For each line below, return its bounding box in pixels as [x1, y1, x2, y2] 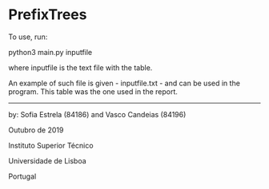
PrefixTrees [8, 6, 87, 24]
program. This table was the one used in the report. [8, 86, 179, 96]
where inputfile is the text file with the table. [8, 62, 153, 73]
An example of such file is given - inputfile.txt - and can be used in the [8, 78, 240, 88]
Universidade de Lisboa [8, 156, 86, 165]
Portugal [8, 171, 37, 181]
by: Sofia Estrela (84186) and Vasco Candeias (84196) [8, 109, 187, 119]
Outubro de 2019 [8, 125, 64, 135]
